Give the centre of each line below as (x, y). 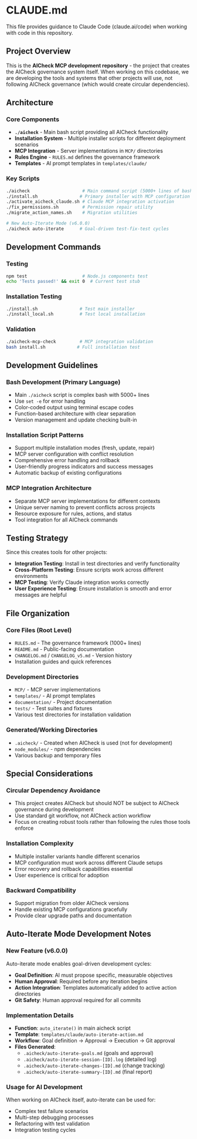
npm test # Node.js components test (77, 276)
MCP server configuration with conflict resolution (74, 454)
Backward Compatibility (41, 890)
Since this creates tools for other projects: (57, 552)
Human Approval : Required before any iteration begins (81, 981)
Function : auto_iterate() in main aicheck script (72, 1028)
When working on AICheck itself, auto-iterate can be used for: (81, 1100)
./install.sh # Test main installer (70, 309)
